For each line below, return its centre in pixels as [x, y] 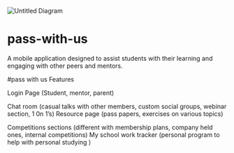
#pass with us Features [41, 79]
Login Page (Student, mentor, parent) [61, 93]
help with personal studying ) [49, 142]
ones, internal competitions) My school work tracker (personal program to [114, 134]
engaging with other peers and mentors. [65, 66]
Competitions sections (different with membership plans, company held [110, 127]
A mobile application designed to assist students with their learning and [110, 58]
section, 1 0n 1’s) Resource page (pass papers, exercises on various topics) [115, 114]
